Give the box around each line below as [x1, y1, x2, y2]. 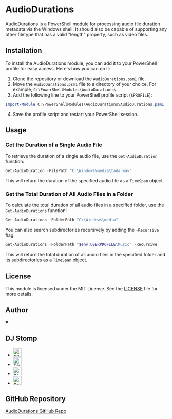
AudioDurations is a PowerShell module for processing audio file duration [5, 21, 160, 27]
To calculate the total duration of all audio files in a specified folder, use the [5, 202, 164, 208]
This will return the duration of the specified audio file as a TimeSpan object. [5, 178, 164, 184]
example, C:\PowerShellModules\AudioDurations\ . [12, 86, 118, 92]
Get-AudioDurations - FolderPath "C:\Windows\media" [5, 217, 118, 223]
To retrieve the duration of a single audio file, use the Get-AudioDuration [5, 153, 158, 159]
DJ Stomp [5, 334, 37, 343]
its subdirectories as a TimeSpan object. [5, 257, 88, 263]
